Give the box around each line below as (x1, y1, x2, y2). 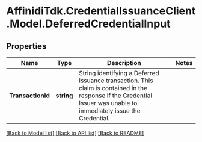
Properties (6, 41, 47, 51)
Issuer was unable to (79, 99, 138, 107)
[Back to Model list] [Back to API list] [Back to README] (6, 129, 144, 137)
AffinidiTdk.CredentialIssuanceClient (6, 4, 196, 18)
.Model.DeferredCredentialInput (6, 17, 171, 31)
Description (107, 59, 141, 67)
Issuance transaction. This (79, 76, 153, 85)
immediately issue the (79, 106, 141, 115)
